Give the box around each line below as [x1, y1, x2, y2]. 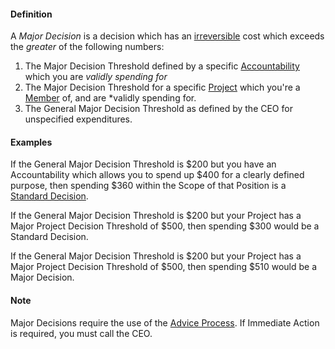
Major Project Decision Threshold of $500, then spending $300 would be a [10, 220, 320, 232]
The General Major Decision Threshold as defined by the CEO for [24, 103, 293, 115]
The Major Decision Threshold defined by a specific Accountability [24, 60, 300, 72]
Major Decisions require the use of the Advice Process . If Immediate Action [10, 316, 320, 329]
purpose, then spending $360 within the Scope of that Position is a [10, 180, 287, 192]
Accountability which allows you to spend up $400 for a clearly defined [10, 169, 305, 181]
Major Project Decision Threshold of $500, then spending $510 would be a [10, 261, 317, 273]
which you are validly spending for [24, 71, 168, 83]
